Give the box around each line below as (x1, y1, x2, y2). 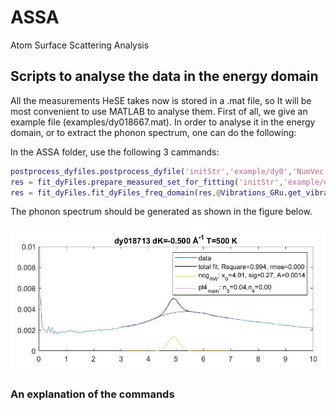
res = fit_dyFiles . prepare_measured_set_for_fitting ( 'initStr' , (10, 177, 284, 187)
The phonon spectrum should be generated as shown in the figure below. (10, 206, 313, 218)
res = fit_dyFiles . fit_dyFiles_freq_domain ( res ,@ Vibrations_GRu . (10, 187, 288, 198)
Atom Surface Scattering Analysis (10, 39, 150, 51)
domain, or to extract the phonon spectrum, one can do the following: (10, 126, 297, 138)
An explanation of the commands (10, 387, 175, 401)
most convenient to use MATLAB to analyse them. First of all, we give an (10, 105, 308, 117)
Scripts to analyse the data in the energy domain (10, 68, 319, 85)
